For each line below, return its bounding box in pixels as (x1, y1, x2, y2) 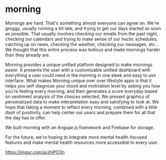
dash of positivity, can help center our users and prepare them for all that (5, 109, 156, 115)
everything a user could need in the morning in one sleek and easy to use (5, 72, 156, 78)
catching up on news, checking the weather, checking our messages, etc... (5, 41, 160, 47)
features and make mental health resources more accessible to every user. (5, 139, 159, 145)
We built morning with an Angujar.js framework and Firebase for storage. (5, 124, 155, 130)
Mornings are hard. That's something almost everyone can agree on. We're (5, 20, 160, 26)
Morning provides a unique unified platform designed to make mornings (5, 61, 153, 67)
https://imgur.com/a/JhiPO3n (5, 149, 65, 155)
